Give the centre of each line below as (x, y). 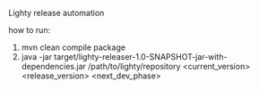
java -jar (37, 57)
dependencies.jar (54, 66)
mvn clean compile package (73, 47)
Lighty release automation (56, 13)
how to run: (30, 30)
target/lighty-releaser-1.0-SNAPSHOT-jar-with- (141, 57)
